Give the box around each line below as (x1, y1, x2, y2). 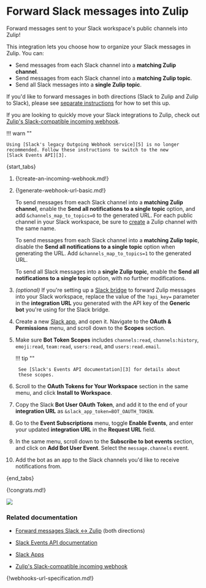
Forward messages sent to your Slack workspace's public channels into (6, 25, 188, 32)
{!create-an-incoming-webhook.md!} (15, 175, 109, 182)
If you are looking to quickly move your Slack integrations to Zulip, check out (6, 111, 200, 118)
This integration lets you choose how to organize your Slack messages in (6, 43, 191, 50)
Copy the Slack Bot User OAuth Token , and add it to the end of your (15, 400, 188, 408)
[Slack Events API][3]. (6, 152, 67, 158)
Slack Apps (15, 551, 44, 559)
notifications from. (15, 462, 62, 470)
